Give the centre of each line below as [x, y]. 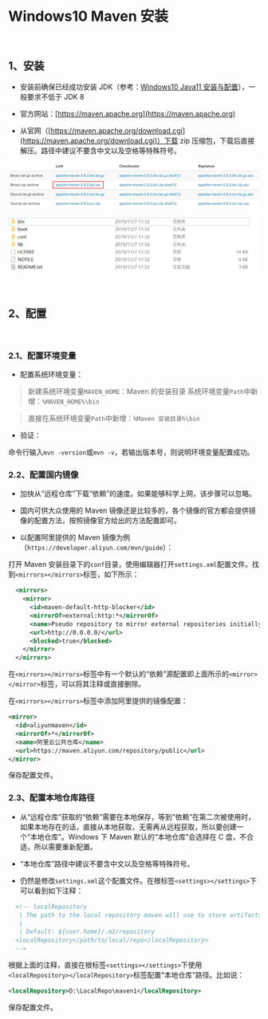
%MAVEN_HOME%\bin [71, 402]
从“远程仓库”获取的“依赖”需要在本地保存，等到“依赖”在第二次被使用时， [137, 816]
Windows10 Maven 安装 [89, 16]
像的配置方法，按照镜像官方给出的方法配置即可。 [100, 521]
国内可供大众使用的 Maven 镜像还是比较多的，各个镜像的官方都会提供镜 [138, 510]
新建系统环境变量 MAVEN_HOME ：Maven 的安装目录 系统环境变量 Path [136, 391]
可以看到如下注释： [51, 891]
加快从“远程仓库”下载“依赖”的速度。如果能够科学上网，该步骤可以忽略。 [138, 494]
